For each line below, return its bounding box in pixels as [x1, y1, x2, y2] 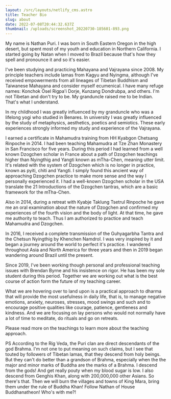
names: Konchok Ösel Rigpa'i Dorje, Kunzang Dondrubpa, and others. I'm [5, 88, 160, 94]
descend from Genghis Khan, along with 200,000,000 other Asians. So [5, 373, 154, 379]
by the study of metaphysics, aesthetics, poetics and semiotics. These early [5, 120, 165, 126]
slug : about [5, 17, 31, 22]
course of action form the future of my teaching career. [5, 278, 121, 284]
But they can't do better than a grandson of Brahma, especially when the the [5, 357, 166, 363]
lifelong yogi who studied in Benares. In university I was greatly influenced [5, 114, 162, 120]
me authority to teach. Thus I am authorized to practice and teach [5, 215, 143, 222]
